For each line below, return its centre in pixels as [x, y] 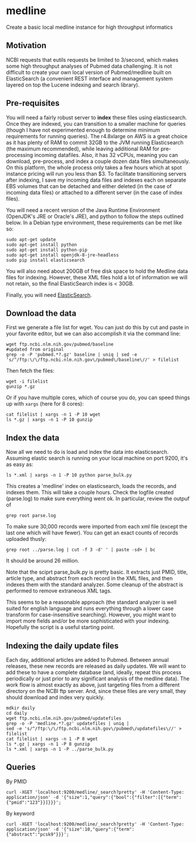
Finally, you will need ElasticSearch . [49, 295]
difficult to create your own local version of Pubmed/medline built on [89, 72]
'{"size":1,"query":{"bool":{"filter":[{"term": [121, 797]
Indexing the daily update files [62, 646]
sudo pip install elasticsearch [45, 260]
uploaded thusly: [26, 539]
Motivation [26, 46]
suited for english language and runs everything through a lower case [90, 608]
